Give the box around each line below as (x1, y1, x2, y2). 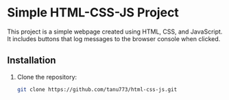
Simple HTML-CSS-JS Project (7, 5, 180, 21)
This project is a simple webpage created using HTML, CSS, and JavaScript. (7, 27, 223, 36)
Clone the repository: (16, 73, 77, 81)
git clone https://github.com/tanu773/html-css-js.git (16, 86, 178, 93)
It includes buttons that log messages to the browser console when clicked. (7, 34, 221, 42)
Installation (7, 55, 56, 66)
